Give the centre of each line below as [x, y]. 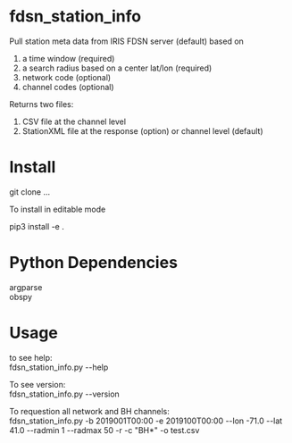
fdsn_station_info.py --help [59, 367]
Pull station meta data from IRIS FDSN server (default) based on [126, 41]
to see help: [31, 357]
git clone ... [30, 192]
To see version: [38, 384]
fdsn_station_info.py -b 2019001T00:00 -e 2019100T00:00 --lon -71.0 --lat [146, 421]
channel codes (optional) [68, 87]
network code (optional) [67, 77]
